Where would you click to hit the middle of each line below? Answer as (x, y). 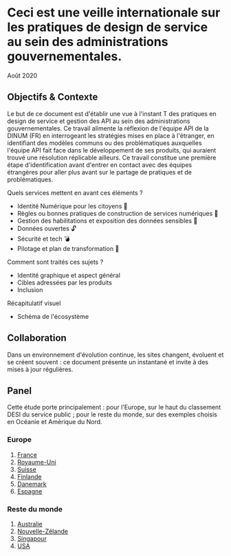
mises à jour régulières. (40, 369)
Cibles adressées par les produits (64, 282)
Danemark (32, 484)
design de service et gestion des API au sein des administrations (99, 121)
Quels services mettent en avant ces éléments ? (75, 192)
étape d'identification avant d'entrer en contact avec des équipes (100, 165)
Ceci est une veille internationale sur (114, 13)
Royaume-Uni (36, 462)
